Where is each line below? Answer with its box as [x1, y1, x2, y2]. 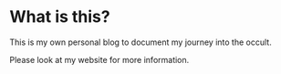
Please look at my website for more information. [9, 54, 190, 65]
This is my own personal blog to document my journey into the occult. [9, 37, 272, 48]
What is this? [9, 6, 111, 27]
